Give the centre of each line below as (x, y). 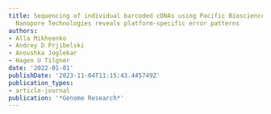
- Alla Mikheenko (38, 38)
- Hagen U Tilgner (39, 61)
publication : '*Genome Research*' (67, 98)
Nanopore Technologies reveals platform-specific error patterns (128, 23)
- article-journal (39, 90)
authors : (23, 31)
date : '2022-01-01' (41, 68)
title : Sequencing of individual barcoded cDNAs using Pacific (117, 16)
